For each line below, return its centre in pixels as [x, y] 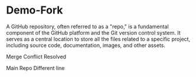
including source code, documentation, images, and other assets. [86, 45]
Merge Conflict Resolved [36, 56]
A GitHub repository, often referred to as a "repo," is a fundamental [88, 26]
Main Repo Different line [35, 68]
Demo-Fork [35, 10]
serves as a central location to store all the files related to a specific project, [98, 39]
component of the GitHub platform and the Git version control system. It [94, 32]
